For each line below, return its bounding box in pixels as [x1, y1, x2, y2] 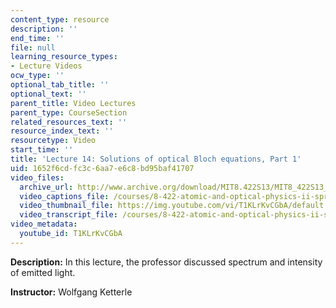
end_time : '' [10, 33, 65, 43]
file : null [10, 42, 56, 53]
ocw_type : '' [10, 71, 65, 81]
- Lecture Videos [10, 61, 83, 71]
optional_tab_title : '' [10, 80, 110, 90]
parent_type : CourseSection [10, 107, 128, 118]
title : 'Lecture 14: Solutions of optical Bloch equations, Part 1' [10, 154, 302, 164]
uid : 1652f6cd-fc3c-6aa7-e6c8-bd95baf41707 [10, 163, 195, 173]
